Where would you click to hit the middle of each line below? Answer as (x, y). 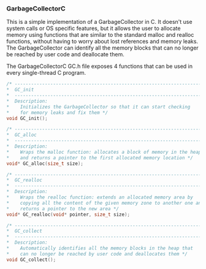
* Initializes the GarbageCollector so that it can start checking (98, 107)
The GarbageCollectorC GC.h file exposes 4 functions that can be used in (100, 66)
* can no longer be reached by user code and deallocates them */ (97, 254)
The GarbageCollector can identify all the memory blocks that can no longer (103, 48)
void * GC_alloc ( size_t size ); (45, 164)
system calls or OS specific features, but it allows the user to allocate (93, 28)
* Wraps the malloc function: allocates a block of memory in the (97, 152)
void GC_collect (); (31, 260)
